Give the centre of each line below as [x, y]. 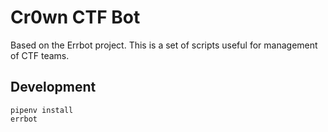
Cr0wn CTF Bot [75, 17]
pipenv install [42, 110]
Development [53, 87]
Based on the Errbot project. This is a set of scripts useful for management [164, 45]
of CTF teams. [40, 55]
